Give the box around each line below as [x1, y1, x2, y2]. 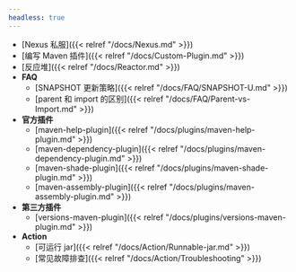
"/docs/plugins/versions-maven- [165, 212, 286, 223]
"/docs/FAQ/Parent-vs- [165, 93, 251, 104]
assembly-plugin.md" [34, 190, 115, 202]
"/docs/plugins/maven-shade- [156, 162, 269, 173]
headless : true [8, 13, 65, 22]
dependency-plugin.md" [34, 153, 126, 163]
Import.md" [34, 103, 78, 114]
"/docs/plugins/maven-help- [150, 124, 256, 135]
